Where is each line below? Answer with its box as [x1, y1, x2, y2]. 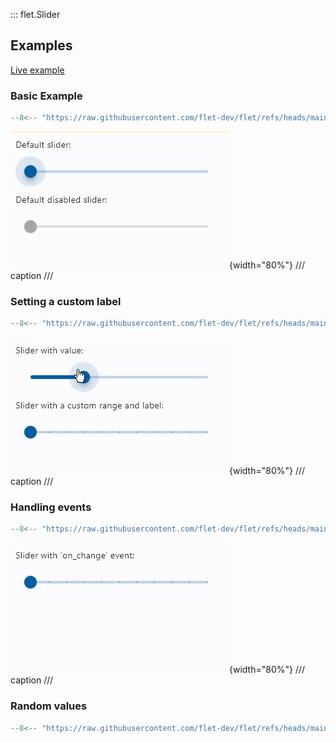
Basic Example [10, 89, 83, 103]
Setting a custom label [10, 294, 122, 308]
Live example [10, 64, 65, 76]
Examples [10, 37, 73, 54]
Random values [10, 699, 88, 713]
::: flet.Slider [10, 9, 61, 20]
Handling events [10, 500, 92, 514]
